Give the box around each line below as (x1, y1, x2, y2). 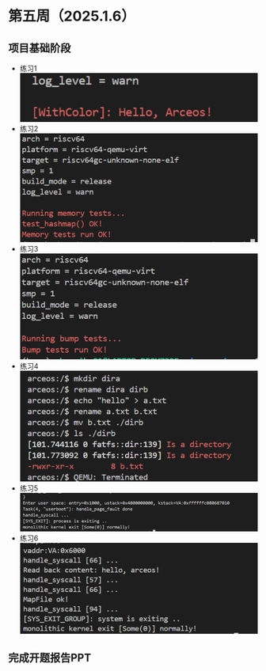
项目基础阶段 (8, 41, 71, 55)
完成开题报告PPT (8, 651, 92, 665)
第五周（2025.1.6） (8, 7, 136, 25)
